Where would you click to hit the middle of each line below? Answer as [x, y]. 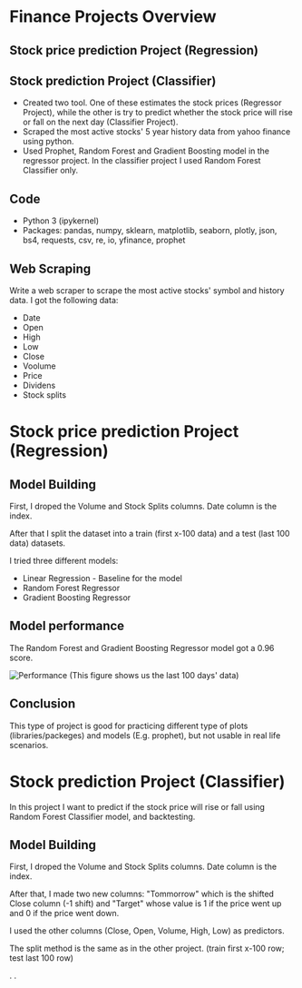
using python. [48, 142]
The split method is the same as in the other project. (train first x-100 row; [147, 948]
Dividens [39, 385]
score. [21, 657]
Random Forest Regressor [71, 588]
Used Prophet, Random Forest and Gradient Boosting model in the [146, 151]
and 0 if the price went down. [64, 914]
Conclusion [43, 704]
